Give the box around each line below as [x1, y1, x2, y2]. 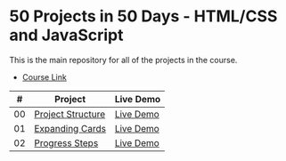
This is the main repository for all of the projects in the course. [9, 54, 238, 65]
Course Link [21, 71, 67, 82]
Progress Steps [34, 136, 99, 149]
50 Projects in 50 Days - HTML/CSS [9, 6, 278, 27]
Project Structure [34, 108, 106, 120]
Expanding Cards [34, 122, 107, 134]
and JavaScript [9, 25, 124, 45]
